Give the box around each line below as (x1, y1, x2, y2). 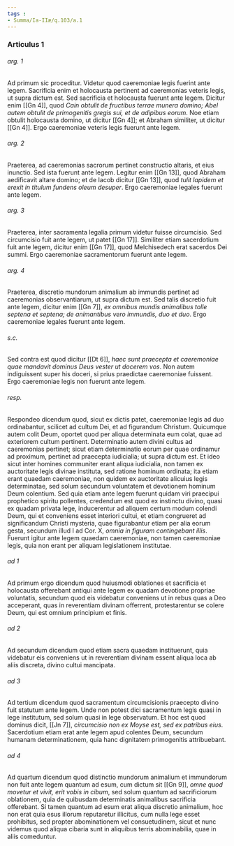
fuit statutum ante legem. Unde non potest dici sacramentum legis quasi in (7, 706, 221, 714)
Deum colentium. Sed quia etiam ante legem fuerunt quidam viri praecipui (7, 489, 219, 498)
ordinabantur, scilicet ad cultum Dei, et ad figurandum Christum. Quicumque (7, 422, 227, 431)
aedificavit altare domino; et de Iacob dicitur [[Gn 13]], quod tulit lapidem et (7, 175, 224, 184)
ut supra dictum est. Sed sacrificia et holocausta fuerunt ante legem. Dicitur (7, 94, 226, 102)
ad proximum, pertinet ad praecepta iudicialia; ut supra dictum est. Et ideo (7, 452, 220, 461)
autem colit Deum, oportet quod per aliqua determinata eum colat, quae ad (7, 430, 222, 438)
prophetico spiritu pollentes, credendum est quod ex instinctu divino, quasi (7, 496, 223, 505)
